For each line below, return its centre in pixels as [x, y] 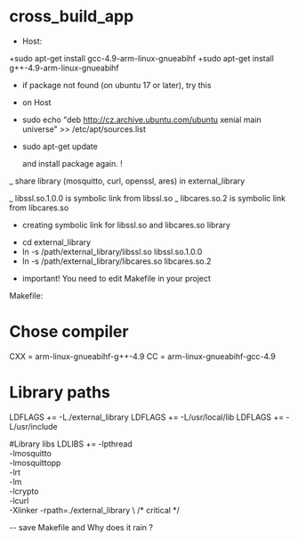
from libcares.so [39, 208]
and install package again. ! [72, 163]
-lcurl [19, 500]
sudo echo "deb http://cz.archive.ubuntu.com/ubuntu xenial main [142, 119]
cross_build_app [72, 16]
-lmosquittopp [35, 463]
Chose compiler [69, 332]
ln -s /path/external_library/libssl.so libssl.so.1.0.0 [112, 251]
